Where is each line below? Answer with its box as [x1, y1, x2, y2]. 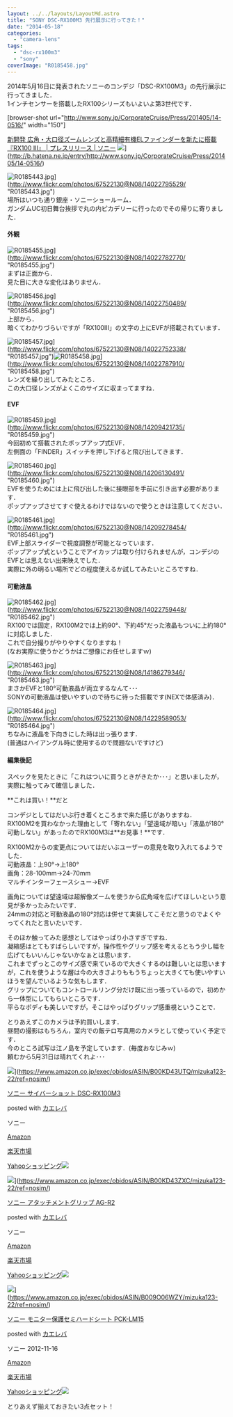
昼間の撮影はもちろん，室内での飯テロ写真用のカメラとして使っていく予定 [7, 1027, 220, 1035]
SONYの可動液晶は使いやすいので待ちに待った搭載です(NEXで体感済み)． [7, 693, 218, 702]
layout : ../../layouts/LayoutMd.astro [7, 10, 120, 17]
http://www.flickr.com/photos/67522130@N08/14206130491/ [9, 469, 184, 477]
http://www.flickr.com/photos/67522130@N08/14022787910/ [9, 359, 185, 367]
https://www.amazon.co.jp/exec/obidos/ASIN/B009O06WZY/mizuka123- [9, 1293, 218, 1301]
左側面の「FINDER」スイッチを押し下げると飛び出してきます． [7, 448, 187, 456]
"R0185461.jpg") [7, 530, 54, 539]
